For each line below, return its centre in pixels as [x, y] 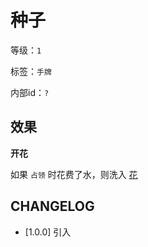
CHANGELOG [52, 206]
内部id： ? [30, 92]
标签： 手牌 [31, 71]
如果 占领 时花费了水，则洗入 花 [74, 174]
